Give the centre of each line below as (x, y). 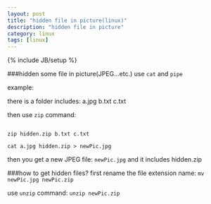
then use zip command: (42, 115)
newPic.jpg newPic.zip (40, 180)
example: (20, 88)
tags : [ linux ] (28, 40)
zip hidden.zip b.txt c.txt (49, 134)
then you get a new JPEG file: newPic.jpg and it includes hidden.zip (105, 160)
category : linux (31, 34)
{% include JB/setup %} (42, 60)
